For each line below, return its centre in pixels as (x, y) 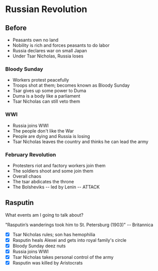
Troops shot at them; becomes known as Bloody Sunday (71, 85)
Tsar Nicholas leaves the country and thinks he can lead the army (80, 142)
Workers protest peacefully (41, 80)
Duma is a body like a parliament (46, 96)
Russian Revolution (46, 9)
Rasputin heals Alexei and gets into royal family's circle (69, 240)
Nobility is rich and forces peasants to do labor (61, 45)
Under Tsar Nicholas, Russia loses (48, 56)
